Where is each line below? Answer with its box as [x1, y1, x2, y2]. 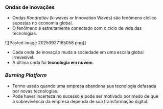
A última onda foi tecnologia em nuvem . [12, 60, 94, 66]
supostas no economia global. [12, 20, 73, 26]
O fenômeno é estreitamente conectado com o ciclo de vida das [12, 25, 142, 31]
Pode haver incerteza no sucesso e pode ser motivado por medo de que [12, 93, 159, 99]
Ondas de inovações [5, 4, 55, 11]
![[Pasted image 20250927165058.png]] [5, 40, 86, 46]
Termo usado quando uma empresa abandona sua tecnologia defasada [12, 83, 157, 89]
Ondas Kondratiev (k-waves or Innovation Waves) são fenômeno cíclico [12, 15, 157, 21]
